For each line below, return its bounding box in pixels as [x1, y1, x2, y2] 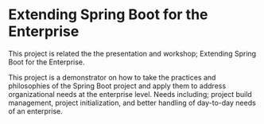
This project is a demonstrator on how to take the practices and [8, 72, 216, 82]
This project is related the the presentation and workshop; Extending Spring [8, 48, 257, 58]
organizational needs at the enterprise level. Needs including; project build [8, 89, 252, 99]
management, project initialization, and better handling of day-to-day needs [8, 98, 256, 107]
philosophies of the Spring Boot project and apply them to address [8, 81, 227, 91]
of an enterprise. [8, 106, 64, 116]
